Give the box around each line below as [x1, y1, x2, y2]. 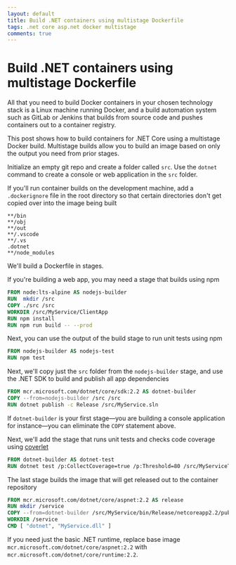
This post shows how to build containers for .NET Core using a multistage [7, 134, 221, 143]
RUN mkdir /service [7, 503, 65, 510]
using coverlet [7, 442, 49, 450]
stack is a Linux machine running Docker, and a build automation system [7, 106, 217, 115]
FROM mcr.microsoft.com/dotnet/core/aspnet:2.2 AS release [7, 496, 184, 503]
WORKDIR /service [7, 516, 58, 524]
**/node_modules [7, 249, 55, 256]
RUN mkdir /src [7, 296, 55, 303]
